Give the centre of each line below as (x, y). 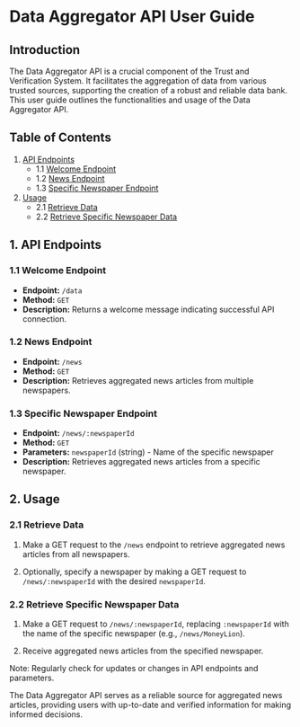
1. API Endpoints (55, 245)
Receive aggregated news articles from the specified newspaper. (143, 651)
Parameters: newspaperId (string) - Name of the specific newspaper (148, 452)
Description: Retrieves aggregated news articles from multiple (138, 380)
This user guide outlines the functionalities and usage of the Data (130, 100)
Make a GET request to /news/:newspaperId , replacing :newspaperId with (155, 624)
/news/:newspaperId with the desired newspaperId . (114, 581)
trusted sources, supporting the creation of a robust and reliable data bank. (148, 90)
